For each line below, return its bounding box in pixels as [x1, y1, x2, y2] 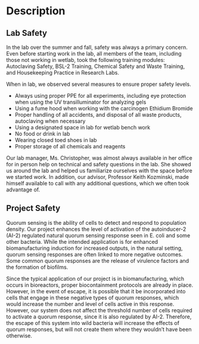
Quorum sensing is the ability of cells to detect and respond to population [6, 219, 186, 226]
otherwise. [6, 332, 33, 339]
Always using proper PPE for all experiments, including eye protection [14, 92, 186, 99]
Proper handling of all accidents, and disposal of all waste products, [14, 111, 182, 118]
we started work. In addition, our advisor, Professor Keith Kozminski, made [6, 173, 189, 180]
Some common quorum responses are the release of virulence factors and [6, 257, 189, 264]
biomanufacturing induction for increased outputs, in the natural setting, [6, 244, 183, 252]
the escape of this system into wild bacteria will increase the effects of [6, 319, 180, 326]
